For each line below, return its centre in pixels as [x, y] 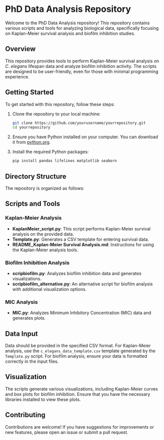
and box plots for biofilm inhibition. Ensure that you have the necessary [78, 394]
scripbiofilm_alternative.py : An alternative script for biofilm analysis [82, 284]
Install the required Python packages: [51, 152]
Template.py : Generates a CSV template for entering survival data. [81, 239]
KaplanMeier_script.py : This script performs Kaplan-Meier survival [82, 228]
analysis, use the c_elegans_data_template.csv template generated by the [81, 351]
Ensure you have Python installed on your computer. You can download [85, 137]
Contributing [25, 415]
